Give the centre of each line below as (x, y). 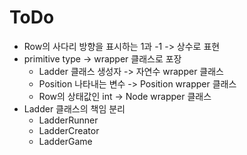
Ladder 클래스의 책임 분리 (74, 108)
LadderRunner (68, 120)
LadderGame (65, 141)
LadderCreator (69, 130)
